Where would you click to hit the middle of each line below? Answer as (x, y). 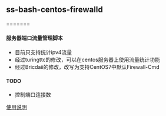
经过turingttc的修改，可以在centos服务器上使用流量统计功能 (87, 60)
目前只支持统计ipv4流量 (43, 52)
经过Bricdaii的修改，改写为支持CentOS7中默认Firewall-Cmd (87, 67)
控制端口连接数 (33, 95)
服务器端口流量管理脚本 (34, 38)
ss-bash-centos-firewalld (54, 10)
